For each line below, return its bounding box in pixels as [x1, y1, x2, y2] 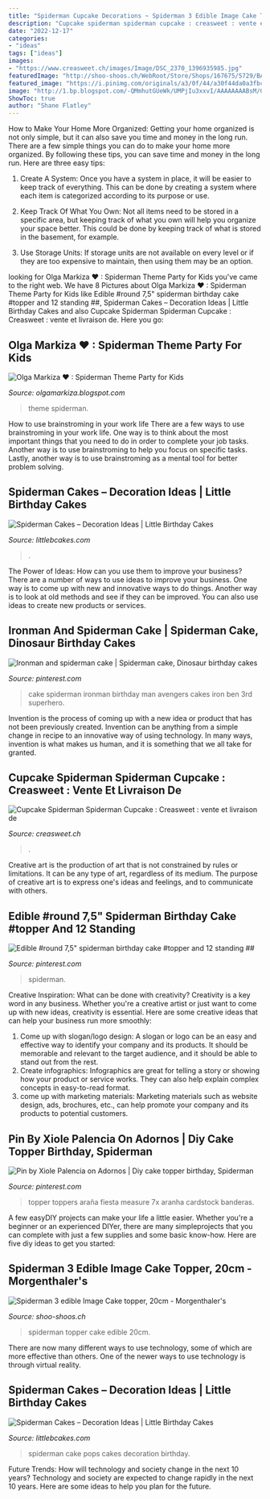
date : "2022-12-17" [8, 27, 74, 35]
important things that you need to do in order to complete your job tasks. [8, 436, 249, 446]
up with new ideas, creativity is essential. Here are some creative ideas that [8, 1007, 259, 1017]
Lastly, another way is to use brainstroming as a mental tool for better [8, 453, 239, 463]
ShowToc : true [8, 94, 56, 102]
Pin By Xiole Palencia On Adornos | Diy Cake [8, 1132, 235, 1146]
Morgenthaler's [8, 1275, 88, 1289]
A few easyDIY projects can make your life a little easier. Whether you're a [8, 1213, 254, 1222]
